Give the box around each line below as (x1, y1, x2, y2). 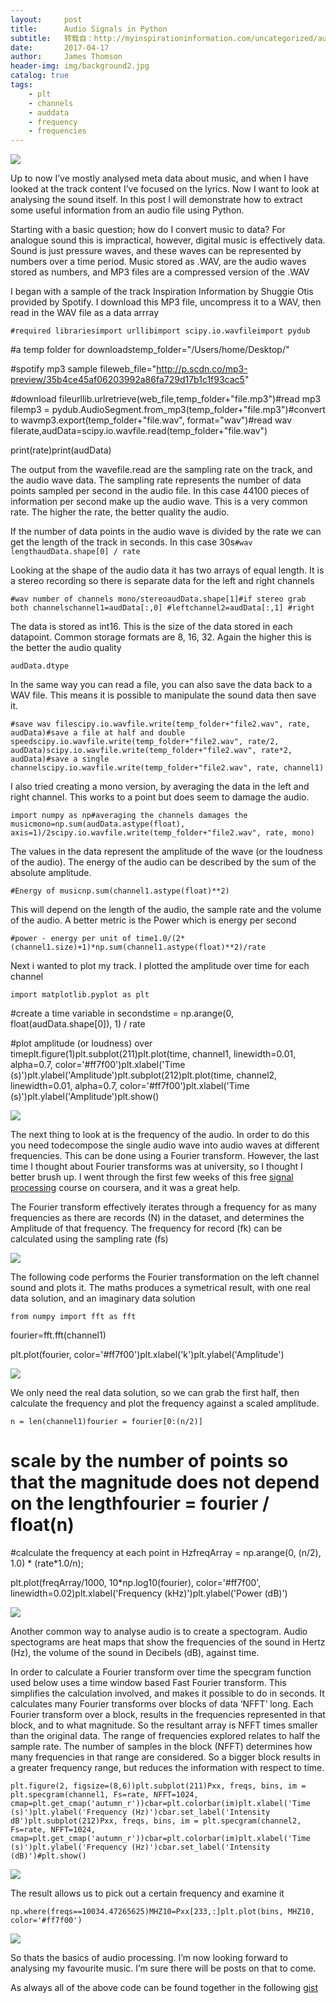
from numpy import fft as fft (10, 1312, 137, 1322)
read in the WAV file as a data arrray (10, 307, 160, 319)
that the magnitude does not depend (10, 1471, 320, 1494)
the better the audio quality (10, 642, 122, 654)
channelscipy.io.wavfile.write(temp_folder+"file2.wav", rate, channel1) (10, 763, 325, 773)
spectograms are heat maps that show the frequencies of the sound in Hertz (10, 1636, 326, 1648)
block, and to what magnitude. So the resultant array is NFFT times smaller (10, 1719, 318, 1731)
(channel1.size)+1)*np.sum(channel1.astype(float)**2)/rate (10, 942, 267, 953)
